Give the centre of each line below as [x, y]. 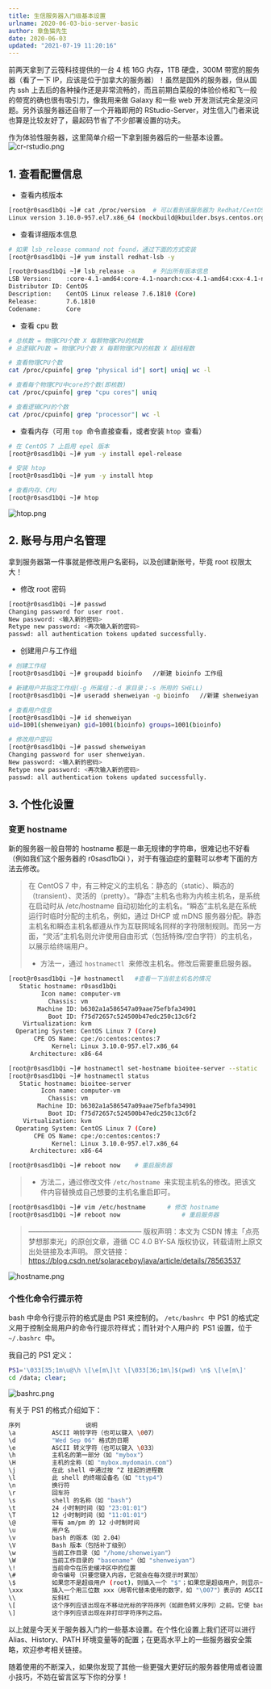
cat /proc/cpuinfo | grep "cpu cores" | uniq [83, 392]
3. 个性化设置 [41, 804]
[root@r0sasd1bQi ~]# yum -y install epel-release [95, 454]
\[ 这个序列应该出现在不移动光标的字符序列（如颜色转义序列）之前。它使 [129, 1605]
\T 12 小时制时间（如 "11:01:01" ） [79, 1515]
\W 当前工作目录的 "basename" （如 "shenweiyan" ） [104, 1560]
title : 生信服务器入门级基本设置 [57, 16]
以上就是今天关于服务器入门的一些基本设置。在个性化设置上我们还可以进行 [132, 1629]
